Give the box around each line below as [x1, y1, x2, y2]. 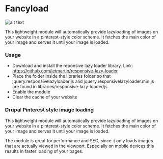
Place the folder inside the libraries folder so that [12, 73, 111, 79]
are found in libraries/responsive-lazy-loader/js [12, 84, 108, 90]
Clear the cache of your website [12, 94, 78, 100]
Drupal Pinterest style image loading [5, 106, 94, 113]
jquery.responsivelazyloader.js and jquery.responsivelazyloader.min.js [12, 78, 154, 84]
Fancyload [5, 3, 49, 14]
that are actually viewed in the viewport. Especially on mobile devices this [5, 143, 154, 149]
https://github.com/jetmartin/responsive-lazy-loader [12, 68, 118, 74]
